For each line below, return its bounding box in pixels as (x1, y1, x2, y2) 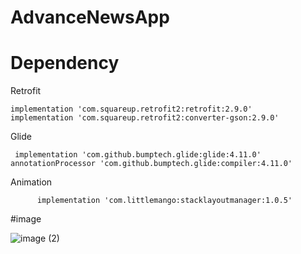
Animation (10, 176, 53, 188)
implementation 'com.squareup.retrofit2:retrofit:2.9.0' (10, 104, 253, 115)
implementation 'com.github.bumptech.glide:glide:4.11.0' (14, 150, 262, 160)
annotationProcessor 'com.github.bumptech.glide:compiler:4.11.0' (10, 159, 293, 169)
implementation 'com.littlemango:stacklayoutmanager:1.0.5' (36, 196, 293, 206)
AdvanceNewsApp (10, 6, 170, 29)
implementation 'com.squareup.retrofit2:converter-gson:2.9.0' (10, 113, 280, 123)
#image (10, 213, 42, 225)
